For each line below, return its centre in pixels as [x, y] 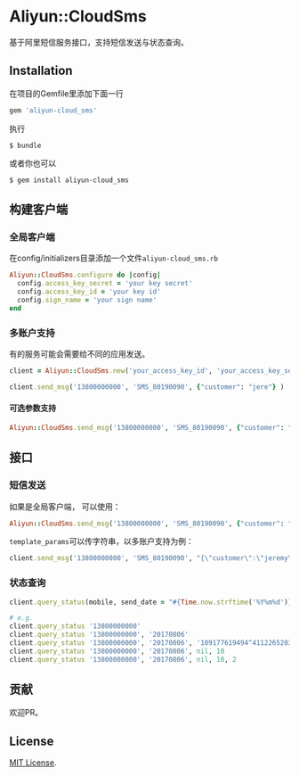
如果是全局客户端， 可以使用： [65, 507]
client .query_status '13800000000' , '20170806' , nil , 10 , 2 [123, 659]
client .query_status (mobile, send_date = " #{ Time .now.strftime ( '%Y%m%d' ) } [151, 602]
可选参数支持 [32, 409]
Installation [41, 71]
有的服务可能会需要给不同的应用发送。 [79, 353]
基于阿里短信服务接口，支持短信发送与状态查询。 [99, 42]
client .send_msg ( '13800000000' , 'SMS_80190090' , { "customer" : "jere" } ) [147, 387]
